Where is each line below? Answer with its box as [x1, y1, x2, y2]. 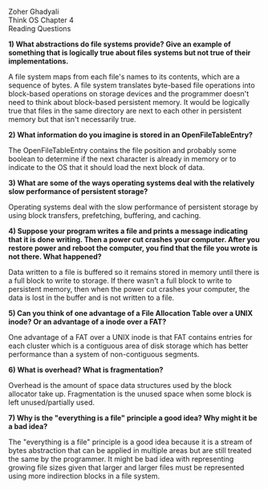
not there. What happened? [8, 252, 102, 261]
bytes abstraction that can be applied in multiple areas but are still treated [8, 446, 252, 455]
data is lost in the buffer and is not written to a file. [8, 293, 175, 302]
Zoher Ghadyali [8, 7, 59, 16]
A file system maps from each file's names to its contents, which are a [8, 72, 241, 81]
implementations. [8, 56, 69, 66]
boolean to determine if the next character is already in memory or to [8, 154, 237, 164]
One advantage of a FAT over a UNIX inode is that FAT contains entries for [8, 333, 253, 341]
